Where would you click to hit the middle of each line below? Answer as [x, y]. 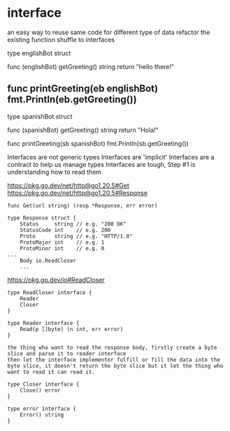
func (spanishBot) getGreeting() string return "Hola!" [83, 130]
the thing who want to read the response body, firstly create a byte [112, 347]
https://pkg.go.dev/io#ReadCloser [56, 279]
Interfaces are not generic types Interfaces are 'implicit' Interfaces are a [111, 157]
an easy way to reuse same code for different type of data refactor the [109, 32]
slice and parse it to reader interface [67, 353]
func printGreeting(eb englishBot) [83, 89]
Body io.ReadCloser [48, 261]
